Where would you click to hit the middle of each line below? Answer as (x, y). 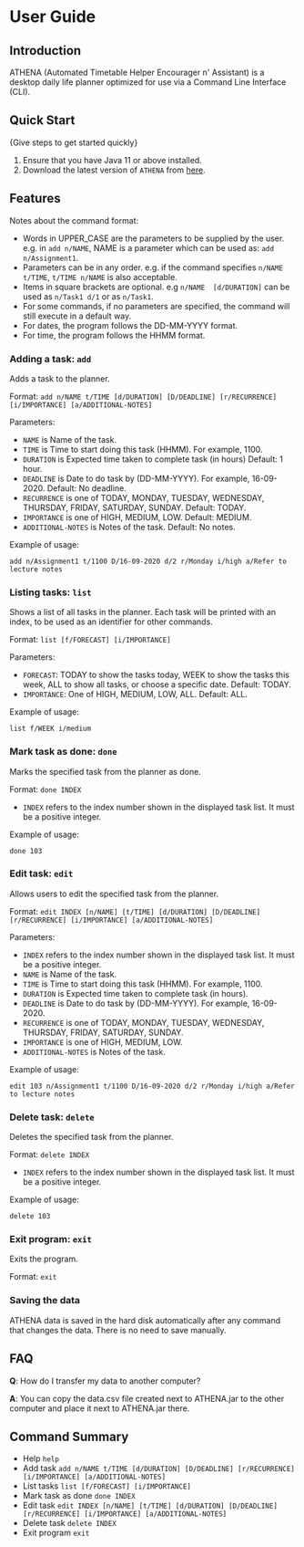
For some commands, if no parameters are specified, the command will (156, 306)
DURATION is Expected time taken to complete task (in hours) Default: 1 (153, 459)
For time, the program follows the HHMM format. (114, 335)
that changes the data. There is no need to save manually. (118, 1330)
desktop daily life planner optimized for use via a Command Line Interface (148, 82)
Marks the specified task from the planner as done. (106, 771)
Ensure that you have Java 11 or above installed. (112, 160)
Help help (41, 1458)
